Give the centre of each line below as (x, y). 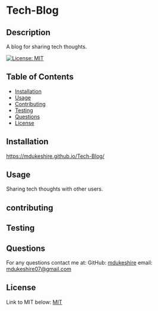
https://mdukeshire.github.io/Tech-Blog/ (56, 156)
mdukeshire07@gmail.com (39, 269)
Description (28, 32)
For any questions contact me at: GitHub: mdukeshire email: (79, 263)
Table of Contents (40, 77)
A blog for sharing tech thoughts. (47, 46)
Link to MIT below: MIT (34, 302)
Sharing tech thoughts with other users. (55, 189)
